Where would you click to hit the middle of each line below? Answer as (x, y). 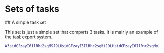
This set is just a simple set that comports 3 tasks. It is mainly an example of (82, 32)
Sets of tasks (32, 9)
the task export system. (29, 37)
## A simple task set (26, 22)
